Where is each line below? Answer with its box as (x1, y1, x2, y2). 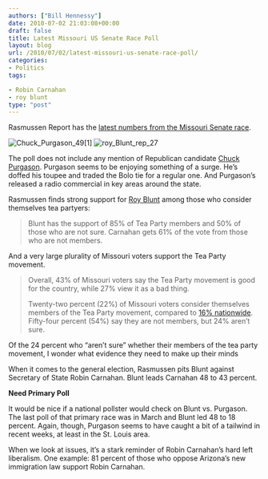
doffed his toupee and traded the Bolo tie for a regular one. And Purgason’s (8, 171, 256, 180)
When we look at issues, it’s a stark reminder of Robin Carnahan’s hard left (8, 445, 254, 455)
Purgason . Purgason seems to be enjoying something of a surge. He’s (8, 162, 238, 172)
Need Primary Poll (8, 388, 70, 398)
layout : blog (8, 42, 52, 50)
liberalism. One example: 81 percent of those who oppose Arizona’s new (8, 453, 246, 463)
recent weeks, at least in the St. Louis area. (8, 429, 150, 439)
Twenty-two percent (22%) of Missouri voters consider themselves (27, 300, 250, 309)
